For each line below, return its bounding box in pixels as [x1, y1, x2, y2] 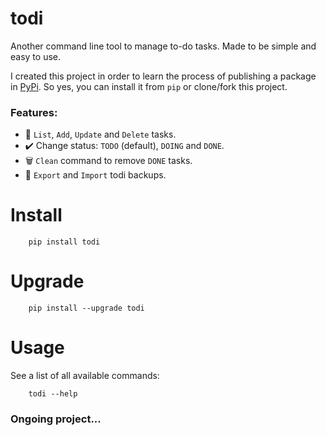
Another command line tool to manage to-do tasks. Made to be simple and [10, 40, 317, 52]
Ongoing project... [10, 412, 102, 426]
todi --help [28, 389, 78, 399]
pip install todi [28, 237, 101, 247]
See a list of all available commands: [10, 370, 160, 382]
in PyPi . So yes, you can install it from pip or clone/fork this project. [10, 80, 288, 92]
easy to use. [10, 50, 61, 62]
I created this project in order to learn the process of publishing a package [10, 70, 317, 82]
